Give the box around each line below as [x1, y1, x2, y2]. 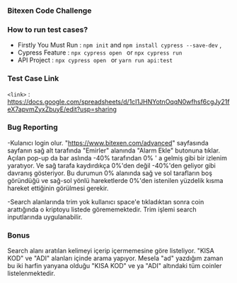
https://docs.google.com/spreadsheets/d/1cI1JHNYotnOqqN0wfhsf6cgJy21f [7, 97, 230, 106]
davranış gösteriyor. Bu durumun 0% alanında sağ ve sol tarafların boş [7, 169, 212, 177]
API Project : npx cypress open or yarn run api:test [17, 56, 173, 65]
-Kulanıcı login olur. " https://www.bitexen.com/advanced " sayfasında [7, 138, 209, 147]
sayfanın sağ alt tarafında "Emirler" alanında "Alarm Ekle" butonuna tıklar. [7, 146, 221, 155]
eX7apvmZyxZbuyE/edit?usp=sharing [7, 105, 117, 113]
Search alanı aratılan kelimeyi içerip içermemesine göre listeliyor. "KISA [7, 247, 214, 255]
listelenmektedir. [7, 269, 55, 278]
